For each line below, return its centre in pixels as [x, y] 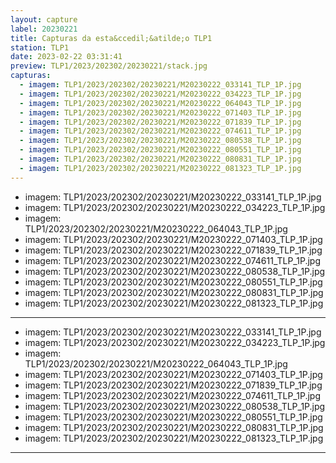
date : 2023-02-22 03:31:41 [66, 57]
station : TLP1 [40, 47]
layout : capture [44, 19]
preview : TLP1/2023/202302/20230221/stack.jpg [109, 66]
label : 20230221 [44, 29]
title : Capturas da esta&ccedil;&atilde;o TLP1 [111, 38]
